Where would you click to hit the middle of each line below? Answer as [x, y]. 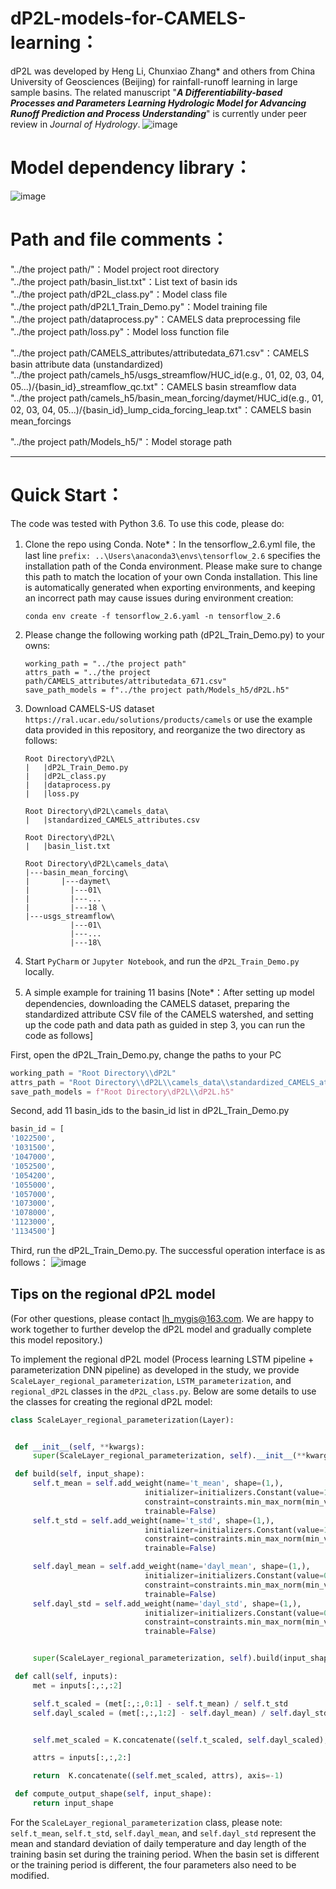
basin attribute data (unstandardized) [87, 364]
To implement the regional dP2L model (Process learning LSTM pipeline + [162, 1359]
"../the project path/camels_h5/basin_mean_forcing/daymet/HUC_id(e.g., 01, [167, 398]
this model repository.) [56, 1339]
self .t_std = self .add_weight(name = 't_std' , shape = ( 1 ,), [153, 1520]
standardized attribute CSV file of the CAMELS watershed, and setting [169, 1014]
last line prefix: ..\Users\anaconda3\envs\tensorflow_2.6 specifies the [172, 555]
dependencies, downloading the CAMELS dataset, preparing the [157, 1003]
